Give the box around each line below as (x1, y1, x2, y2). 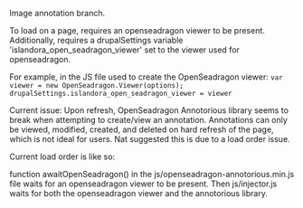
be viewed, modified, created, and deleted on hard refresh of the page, (9, 124, 274, 135)
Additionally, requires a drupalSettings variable (9, 35, 184, 45)
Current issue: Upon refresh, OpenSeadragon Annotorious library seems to (9, 105, 289, 116)
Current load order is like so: (9, 151, 116, 162)
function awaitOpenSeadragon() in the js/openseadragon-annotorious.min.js (9, 169, 295, 179)
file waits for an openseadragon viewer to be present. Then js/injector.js (9, 178, 278, 189)
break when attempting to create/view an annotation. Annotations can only (9, 115, 288, 125)
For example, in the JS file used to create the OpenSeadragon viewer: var (9, 71, 283, 82)
